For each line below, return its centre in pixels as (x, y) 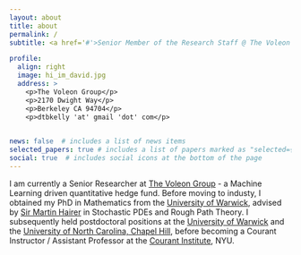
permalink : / (34, 34)
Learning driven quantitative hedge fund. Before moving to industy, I (135, 192)
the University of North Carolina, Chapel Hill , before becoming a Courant (143, 231)
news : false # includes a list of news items (98, 141)
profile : (26, 59)
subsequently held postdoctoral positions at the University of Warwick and (147, 221)
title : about (34, 26)
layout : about (36, 17)
